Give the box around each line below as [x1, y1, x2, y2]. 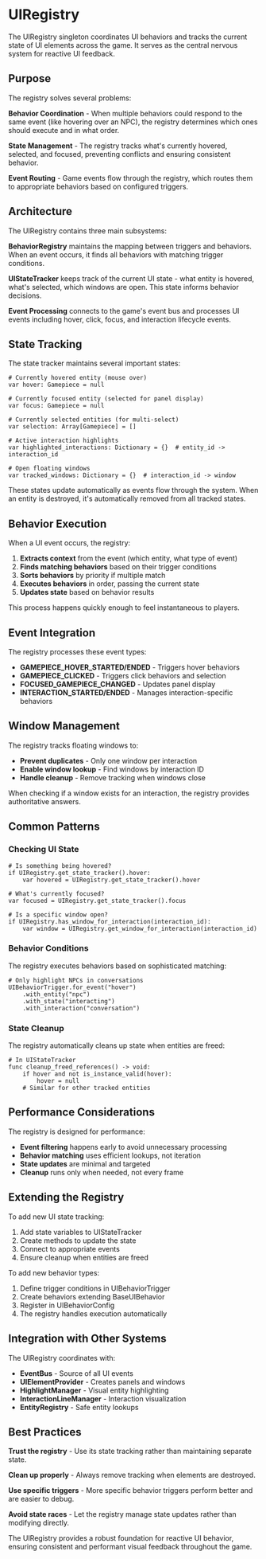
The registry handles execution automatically [19, 1308, 168, 1319]
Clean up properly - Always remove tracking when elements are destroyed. [8, 1471, 256, 1480]
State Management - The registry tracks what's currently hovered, [8, 141, 228, 150]
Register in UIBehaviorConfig [19, 1300, 115, 1310]
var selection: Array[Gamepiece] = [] [8, 423, 137, 431]
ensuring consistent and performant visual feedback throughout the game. [8, 1542, 253, 1552]
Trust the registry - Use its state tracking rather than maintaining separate [8, 1447, 253, 1456]
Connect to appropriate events [19, 1244, 121, 1253]
